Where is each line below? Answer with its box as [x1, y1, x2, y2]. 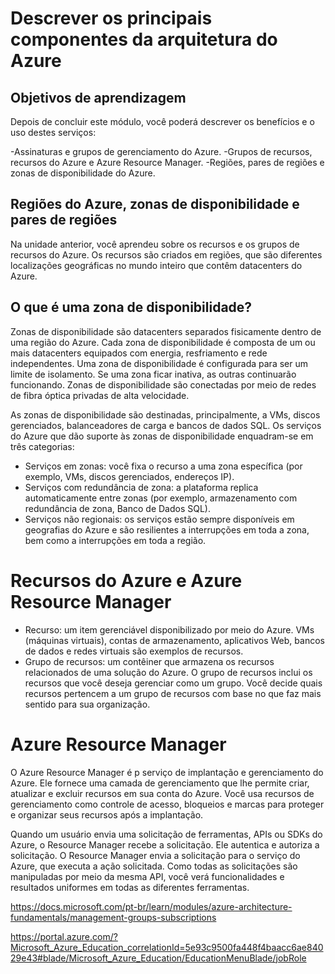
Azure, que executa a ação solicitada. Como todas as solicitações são [10, 860, 298, 872]
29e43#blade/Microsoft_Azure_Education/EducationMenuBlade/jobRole [10, 952, 307, 964]
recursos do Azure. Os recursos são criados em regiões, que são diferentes [10, 248, 323, 261]
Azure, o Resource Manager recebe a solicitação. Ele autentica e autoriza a [10, 838, 320, 851]
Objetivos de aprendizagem [10, 89, 187, 106]
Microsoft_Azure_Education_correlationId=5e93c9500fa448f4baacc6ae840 [10, 941, 324, 953]
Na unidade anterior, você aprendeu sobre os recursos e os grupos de [10, 238, 300, 250]
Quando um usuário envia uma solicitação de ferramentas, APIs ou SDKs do [10, 828, 323, 840]
